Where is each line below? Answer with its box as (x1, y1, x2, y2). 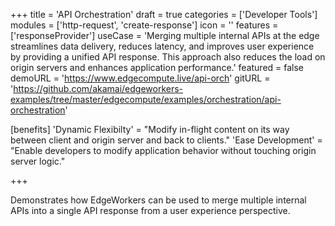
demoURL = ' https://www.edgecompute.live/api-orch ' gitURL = (10, 72, 271, 84)
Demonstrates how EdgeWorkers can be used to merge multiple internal (10, 194, 307, 206)
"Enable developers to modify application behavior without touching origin (10, 145, 317, 156)
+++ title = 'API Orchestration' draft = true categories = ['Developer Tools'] (10, 9, 318, 20)
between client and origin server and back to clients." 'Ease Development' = (10, 134, 323, 146)
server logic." (10, 155, 66, 167)
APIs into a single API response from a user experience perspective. (10, 205, 291, 216)
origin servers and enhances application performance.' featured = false (10, 62, 305, 73)
